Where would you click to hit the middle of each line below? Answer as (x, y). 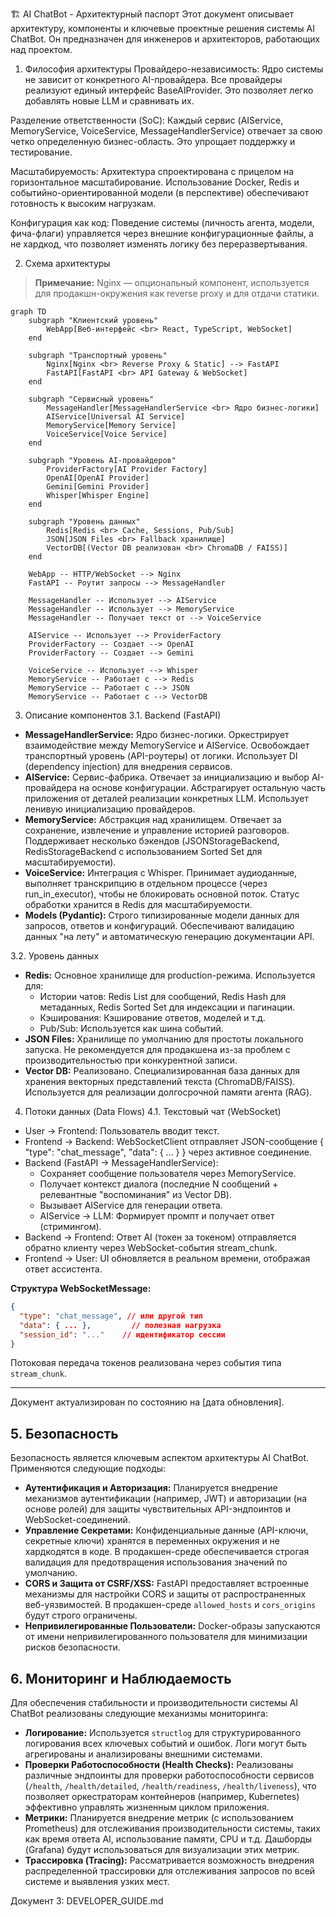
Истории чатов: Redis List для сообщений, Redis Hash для (163, 996)
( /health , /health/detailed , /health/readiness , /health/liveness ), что (170, 1786)
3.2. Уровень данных (55, 956)
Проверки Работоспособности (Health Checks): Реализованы (159, 1764)
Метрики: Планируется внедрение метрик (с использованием (159, 1817)
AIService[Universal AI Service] (116, 417)
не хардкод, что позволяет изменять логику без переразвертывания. (159, 244)
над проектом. (41, 49)
